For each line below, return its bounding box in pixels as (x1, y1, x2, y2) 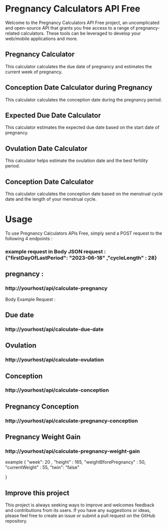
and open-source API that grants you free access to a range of (5, 25, 135, 31)
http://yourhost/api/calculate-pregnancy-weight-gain (5, 448, 140, 455)
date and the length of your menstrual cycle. (5, 196, 97, 202)
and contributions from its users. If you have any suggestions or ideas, (5, 507, 151, 513)
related (5, 30, 20, 36)
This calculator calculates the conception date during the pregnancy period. (5, 96, 162, 103)
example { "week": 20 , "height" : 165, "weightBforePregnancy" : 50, (5, 459, 146, 465)
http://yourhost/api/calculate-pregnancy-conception (5, 417, 138, 424)
